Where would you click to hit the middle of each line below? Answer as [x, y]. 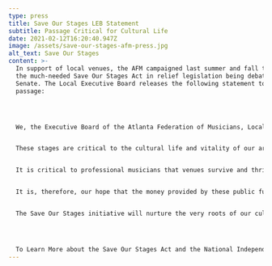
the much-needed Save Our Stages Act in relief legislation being [130, 76]
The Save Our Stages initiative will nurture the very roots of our [134, 213]
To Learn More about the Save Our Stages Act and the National [124, 249]
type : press [28, 16]
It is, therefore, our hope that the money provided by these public [135, 192]
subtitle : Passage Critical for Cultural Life [88, 31]
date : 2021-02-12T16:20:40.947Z [63, 38]
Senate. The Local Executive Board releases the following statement [135, 83]
